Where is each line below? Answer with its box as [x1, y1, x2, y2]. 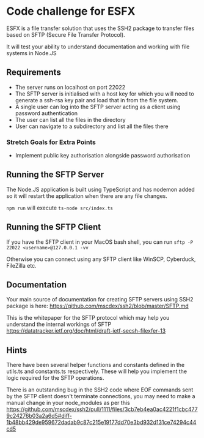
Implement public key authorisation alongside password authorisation [15, 152, 191, 159]
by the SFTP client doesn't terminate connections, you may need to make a [6, 393, 195, 400]
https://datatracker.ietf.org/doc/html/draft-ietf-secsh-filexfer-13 [6, 327, 166, 334]
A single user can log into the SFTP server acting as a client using [15, 103, 181, 110]
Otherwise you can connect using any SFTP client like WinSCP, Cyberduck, [6, 255, 196, 263]
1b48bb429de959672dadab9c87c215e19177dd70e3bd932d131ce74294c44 [6, 418, 197, 426]
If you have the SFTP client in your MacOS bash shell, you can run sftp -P [6, 238, 194, 246]
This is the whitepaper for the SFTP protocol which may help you [6, 314, 170, 322]
